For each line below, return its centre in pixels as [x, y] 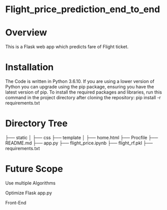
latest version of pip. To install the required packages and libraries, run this [83, 92]
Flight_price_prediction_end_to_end [83, 9]
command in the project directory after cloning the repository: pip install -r [83, 98]
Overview [26, 33]
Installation [30, 67]
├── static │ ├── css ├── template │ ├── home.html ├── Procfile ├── [82, 138]
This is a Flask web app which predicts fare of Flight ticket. [67, 47]
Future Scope [34, 169]
